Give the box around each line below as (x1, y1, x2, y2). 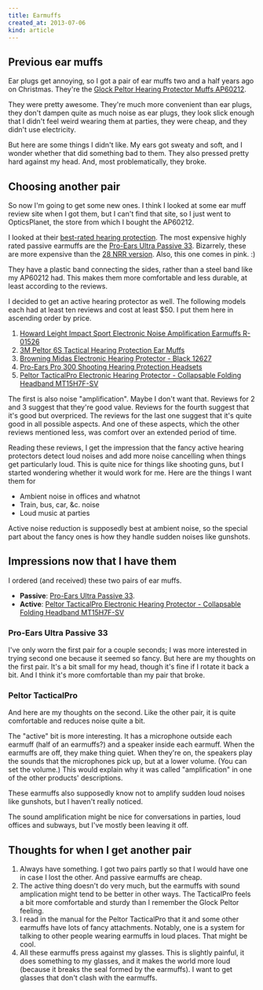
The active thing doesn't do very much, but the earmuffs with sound (19, 881, 240, 891)
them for (8, 476, 36, 485)
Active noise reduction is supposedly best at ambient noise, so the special (8, 524, 248, 532)
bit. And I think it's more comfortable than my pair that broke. (8, 670, 206, 680)
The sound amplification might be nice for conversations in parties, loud (8, 812, 241, 821)
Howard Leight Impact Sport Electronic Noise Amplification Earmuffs (19, 328, 242, 338)
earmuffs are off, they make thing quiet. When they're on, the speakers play (8, 748, 253, 758)
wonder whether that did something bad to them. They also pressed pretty (8, 149, 250, 158)
